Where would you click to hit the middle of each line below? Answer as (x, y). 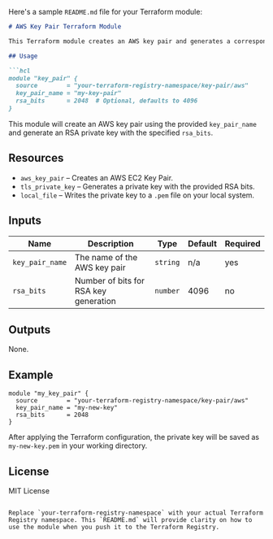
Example (31, 374)
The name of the (106, 257)
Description (111, 243)
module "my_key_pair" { (49, 393)
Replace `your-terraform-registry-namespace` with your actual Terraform (136, 513)
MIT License (29, 490)
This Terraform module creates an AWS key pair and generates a (119, 41)
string (167, 262)
